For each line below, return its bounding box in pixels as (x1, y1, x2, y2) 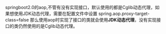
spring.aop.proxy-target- (98, 10, 150, 16)
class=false (5, 17, 29, 22)
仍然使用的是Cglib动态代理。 (18, 23, 78, 29)
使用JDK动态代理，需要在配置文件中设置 (14, 10, 98, 16)
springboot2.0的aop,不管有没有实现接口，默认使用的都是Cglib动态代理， (5, 4, 155, 10)
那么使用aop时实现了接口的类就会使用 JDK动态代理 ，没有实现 (30, 17, 157, 22)
